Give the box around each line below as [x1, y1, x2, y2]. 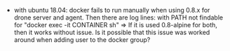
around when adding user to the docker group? [13, 36, 151, 44]
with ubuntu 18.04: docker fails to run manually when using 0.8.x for [13, 6, 210, 14]
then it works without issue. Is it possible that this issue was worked [13, 28, 210, 36]
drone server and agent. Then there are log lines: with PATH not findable [13, 13, 223, 22]
